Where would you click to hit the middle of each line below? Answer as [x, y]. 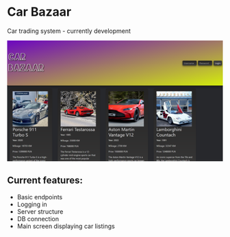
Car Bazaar [39, 12]
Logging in [32, 204]
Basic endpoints [40, 197]
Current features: [45, 180]
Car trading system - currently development [69, 31]
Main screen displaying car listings [66, 226]
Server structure [40, 211]
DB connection [38, 219]
